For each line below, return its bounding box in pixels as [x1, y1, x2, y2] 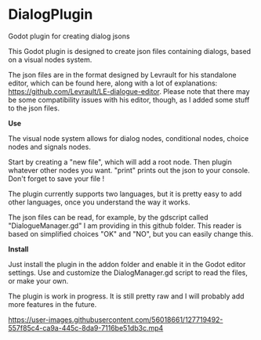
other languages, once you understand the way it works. [8, 197, 190, 207]
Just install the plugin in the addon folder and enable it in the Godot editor [8, 259, 246, 269]
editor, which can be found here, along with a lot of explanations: [8, 78, 218, 88]
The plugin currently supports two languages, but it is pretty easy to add [8, 189, 242, 198]
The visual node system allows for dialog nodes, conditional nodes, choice [8, 133, 249, 143]
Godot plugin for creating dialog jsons [8, 31, 131, 41]
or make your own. [8, 276, 69, 285]
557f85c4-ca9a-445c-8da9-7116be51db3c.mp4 [8, 323, 164, 332]
